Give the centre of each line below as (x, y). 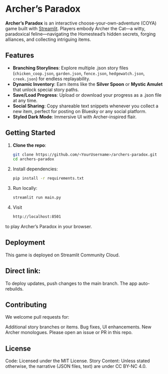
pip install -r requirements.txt (48, 179)
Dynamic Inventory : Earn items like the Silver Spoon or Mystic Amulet (88, 84)
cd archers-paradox (33, 159)
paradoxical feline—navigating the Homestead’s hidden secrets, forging (80, 34)
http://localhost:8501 (37, 217)
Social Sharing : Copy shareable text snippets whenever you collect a (86, 106)
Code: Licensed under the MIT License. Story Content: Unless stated (78, 361)
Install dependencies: (35, 169)
